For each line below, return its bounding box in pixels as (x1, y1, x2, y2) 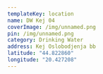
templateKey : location (7, 10, 74, 18)
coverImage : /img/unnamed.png (7, 23, 97, 30)
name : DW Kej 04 (7, 17, 55, 24)
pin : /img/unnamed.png (7, 30, 74, 37)
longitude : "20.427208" (7, 56, 78, 63)
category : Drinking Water (7, 37, 83, 44)
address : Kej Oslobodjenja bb (7, 43, 97, 50)
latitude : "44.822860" (7, 50, 74, 57)
